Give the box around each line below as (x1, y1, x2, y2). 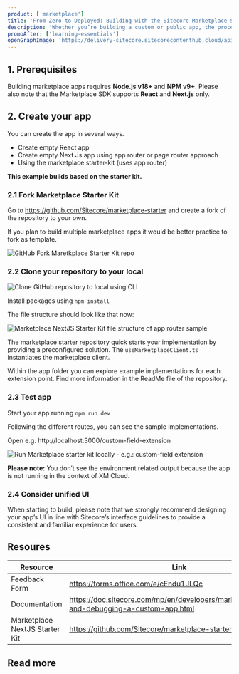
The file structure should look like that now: (7, 311, 134, 319)
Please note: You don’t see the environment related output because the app (7, 464, 230, 472)
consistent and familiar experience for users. (7, 520, 139, 529)
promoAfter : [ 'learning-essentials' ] (7, 30, 119, 38)
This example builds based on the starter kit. (7, 172, 142, 180)
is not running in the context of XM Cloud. (7, 471, 130, 479)
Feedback (11, 574, 45, 584)
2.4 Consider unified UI (7, 489, 90, 499)
